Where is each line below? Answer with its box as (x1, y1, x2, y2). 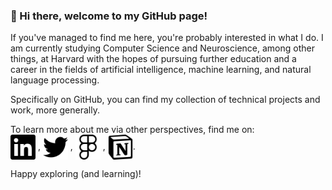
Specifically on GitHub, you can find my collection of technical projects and (10, 94, 321, 106)
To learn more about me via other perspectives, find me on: (10, 124, 255, 136)
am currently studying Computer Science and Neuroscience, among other (10, 42, 315, 54)
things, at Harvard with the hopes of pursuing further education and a (10, 53, 297, 65)
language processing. (10, 74, 100, 86)
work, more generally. (10, 104, 100, 116)
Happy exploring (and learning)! (10, 168, 142, 180)
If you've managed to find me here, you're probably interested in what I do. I (10, 32, 324, 44)
